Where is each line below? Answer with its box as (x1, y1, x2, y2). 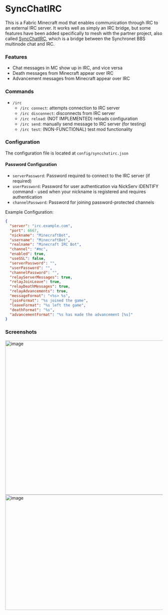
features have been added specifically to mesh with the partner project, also (5, 30, 162, 36)
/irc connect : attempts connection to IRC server (19, 105, 120, 111)
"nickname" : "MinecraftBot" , (9, 233, 70, 238)
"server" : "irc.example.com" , (9, 223, 72, 228)
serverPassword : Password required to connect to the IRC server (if (12, 173, 150, 179)
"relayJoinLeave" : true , (9, 279, 61, 284)
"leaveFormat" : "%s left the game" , (9, 302, 86, 307)
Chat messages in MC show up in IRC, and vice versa (12, 65, 123, 71)
